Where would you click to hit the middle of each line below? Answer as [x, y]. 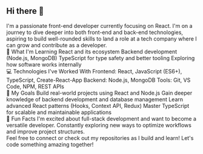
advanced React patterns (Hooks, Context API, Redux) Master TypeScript [98, 105]
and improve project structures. [45, 132]
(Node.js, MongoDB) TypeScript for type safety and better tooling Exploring [101, 58]
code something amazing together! [50, 144]
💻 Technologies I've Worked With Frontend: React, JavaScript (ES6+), [94, 71]
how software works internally [44, 64]
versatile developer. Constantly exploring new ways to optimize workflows [99, 125]
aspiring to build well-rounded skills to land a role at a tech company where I [101, 38]
